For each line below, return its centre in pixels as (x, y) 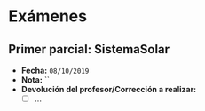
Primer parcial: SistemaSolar (89, 49)
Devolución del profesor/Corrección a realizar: (109, 89)
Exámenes (48, 16)
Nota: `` (35, 80)
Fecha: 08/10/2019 (55, 70)
